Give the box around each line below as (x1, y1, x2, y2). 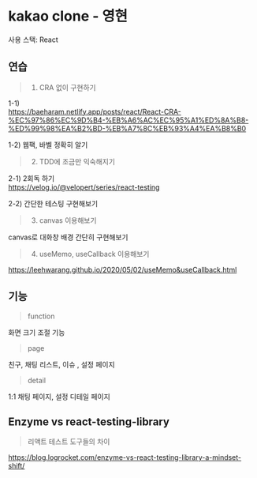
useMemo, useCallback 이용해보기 (39, 249, 150, 258)
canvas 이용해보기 (39, 215, 97, 225)
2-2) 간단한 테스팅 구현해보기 (8, 198, 99, 208)
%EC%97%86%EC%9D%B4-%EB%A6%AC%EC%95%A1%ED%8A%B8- (8, 115, 249, 125)
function (27, 311, 55, 321)
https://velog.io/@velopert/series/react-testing (8, 183, 160, 192)
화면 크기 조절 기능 (8, 327, 65, 337)
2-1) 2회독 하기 (8, 173, 55, 183)
